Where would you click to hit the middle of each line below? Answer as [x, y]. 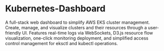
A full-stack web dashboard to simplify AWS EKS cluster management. [78, 22]
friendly [13, 33]
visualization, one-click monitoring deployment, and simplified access [77, 38]
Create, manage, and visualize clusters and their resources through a [76, 27]
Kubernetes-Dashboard [55, 9]
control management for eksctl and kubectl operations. [62, 43]
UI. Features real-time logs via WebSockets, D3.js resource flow [88, 33]
